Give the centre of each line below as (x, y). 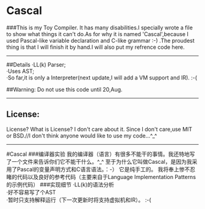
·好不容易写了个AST (31, 192)
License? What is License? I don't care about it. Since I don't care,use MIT (99, 129)
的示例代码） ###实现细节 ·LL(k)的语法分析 (60, 185)
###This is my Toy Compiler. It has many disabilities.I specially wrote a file (100, 28)
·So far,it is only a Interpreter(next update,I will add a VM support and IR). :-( (102, 78)
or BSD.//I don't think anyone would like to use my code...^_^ (82, 136)
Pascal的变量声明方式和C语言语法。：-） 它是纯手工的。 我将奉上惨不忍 (106, 169)
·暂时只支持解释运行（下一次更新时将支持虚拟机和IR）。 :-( (79, 200)
